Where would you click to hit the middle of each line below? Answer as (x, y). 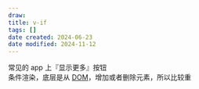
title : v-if (27, 23)
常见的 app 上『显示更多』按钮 (58, 68)
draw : (17, 15)
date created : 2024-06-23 (50, 37)
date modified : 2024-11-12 (52, 44)
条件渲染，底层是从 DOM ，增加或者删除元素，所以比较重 (100, 77)
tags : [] (22, 30)
